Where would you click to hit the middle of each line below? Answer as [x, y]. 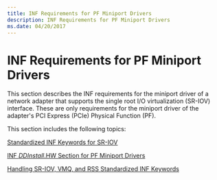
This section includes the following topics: [67, 129]
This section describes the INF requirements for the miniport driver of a [108, 94]
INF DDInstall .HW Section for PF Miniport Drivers [76, 156]
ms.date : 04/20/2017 [37, 26]
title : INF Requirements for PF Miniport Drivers [80, 13]
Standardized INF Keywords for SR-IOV [62, 142]
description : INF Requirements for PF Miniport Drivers [89, 20]
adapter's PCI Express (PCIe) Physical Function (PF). [82, 116]
